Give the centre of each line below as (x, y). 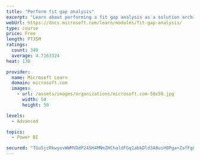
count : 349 (25, 50)
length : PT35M (24, 39)
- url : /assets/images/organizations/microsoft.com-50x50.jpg (96, 94)
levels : (16, 116)
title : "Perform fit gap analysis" (50, 12)
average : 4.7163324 (36, 56)
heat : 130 (18, 61)
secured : (17, 148)
